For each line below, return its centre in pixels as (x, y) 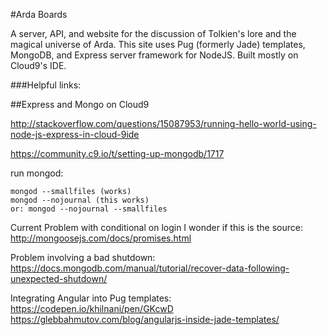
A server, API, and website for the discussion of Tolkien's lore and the (153, 33)
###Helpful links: (46, 85)
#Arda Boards (39, 14)
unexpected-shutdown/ (59, 278)
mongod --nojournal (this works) (80, 200)
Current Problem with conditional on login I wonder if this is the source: (156, 227)
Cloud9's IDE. (38, 65)
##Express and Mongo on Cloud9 (80, 104)
